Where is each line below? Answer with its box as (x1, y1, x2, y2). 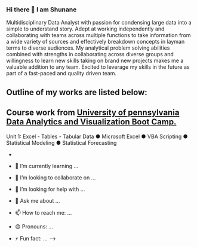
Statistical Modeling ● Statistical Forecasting (6, 139, 117, 146)
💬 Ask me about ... (14, 197, 60, 204)
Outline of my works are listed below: (6, 87, 147, 97)
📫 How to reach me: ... (14, 209, 72, 216)
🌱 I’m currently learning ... (14, 162, 79, 169)
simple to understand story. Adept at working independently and (6, 25, 165, 32)
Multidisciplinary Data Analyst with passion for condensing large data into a (6, 19, 192, 26)
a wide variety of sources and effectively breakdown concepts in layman (6, 38, 185, 45)
